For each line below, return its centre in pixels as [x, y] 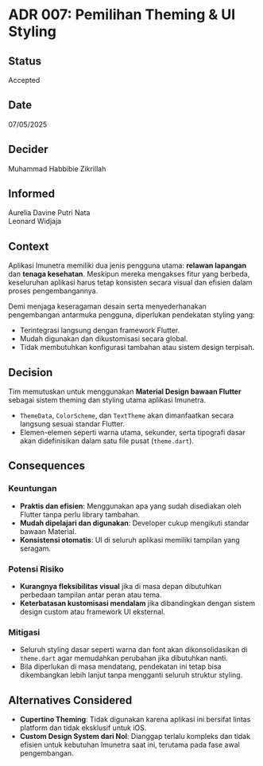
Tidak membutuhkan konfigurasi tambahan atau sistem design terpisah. [137, 348]
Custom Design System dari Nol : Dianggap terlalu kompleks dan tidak [135, 737]
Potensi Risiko [36, 569]
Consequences [47, 466]
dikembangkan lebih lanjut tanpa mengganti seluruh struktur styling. [131, 675]
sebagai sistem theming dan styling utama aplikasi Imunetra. [107, 400]
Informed [32, 194]
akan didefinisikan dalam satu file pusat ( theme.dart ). [107, 441]
